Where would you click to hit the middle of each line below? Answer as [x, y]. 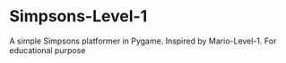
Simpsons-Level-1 [78, 16]
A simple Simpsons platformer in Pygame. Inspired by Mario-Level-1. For [143, 41]
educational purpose [48, 50]
